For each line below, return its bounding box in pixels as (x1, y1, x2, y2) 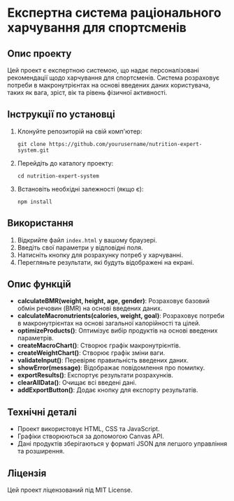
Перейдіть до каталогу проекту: (17, 159, 114, 167)
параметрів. (17, 334, 54, 342)
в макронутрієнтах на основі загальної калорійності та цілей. (17, 319, 201, 328)
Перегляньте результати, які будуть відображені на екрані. (17, 258, 194, 266)
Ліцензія (7, 467, 47, 479)
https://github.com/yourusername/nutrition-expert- (48, 140, 203, 147)
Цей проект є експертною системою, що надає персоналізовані (7, 66, 199, 74)
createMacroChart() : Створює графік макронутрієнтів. (17, 341, 181, 350)
